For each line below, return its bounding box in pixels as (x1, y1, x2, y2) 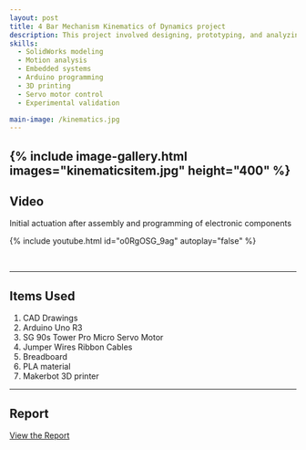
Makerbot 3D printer (22, 371, 100, 382)
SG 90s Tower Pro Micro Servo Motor (22, 332, 164, 343)
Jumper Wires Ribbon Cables (22, 341, 133, 352)
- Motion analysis (17, 56, 88, 65)
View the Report (9, 430, 70, 441)
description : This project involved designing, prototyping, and (9, 30, 262, 39)
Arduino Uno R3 (22, 322, 84, 333)
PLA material (22, 361, 71, 372)
